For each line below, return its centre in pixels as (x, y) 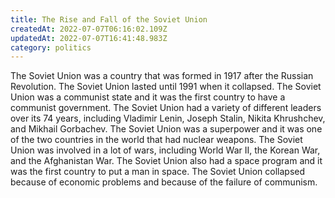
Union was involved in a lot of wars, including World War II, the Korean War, (165, 150)
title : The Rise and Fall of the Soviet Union (109, 19)
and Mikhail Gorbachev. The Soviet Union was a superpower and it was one (166, 129)
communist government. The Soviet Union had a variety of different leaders (166, 108)
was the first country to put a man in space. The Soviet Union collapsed (158, 172)
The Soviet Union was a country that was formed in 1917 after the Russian (162, 76)
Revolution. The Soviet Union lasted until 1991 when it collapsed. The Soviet (166, 87)
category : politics (51, 47)
